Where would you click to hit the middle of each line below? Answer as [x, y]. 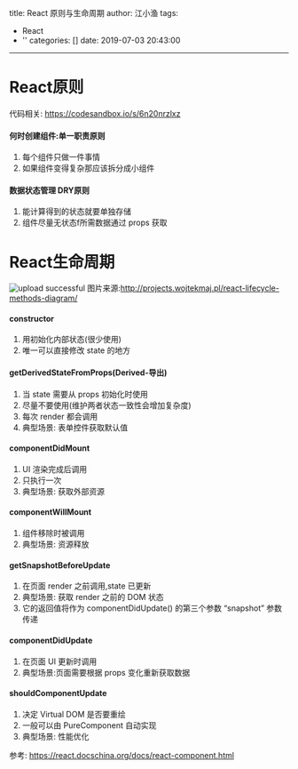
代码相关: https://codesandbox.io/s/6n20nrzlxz [95, 113]
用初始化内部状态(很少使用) [72, 340]
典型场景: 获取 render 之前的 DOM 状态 [93, 597]
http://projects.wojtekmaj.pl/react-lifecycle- [200, 288]
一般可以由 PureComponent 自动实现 [89, 725]
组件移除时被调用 [53, 533]
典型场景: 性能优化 [55, 736]
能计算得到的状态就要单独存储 [76, 212]
